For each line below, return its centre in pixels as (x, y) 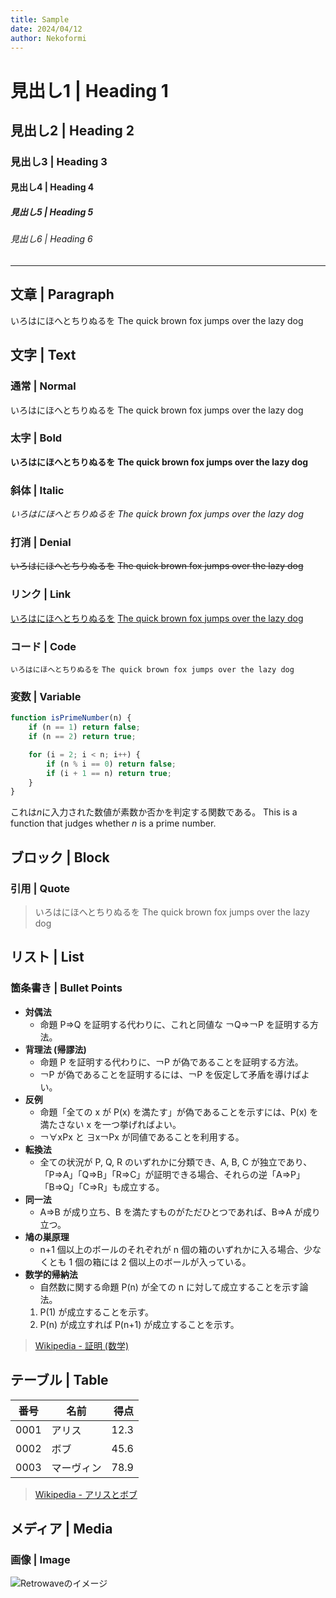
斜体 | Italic (37, 490)
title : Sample (40, 19)
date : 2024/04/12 (46, 29)
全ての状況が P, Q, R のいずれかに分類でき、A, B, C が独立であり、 (176, 1162)
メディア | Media (61, 1528)
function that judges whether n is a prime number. (113, 823)
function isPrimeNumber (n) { (71, 718)
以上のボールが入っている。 (194, 1262)
